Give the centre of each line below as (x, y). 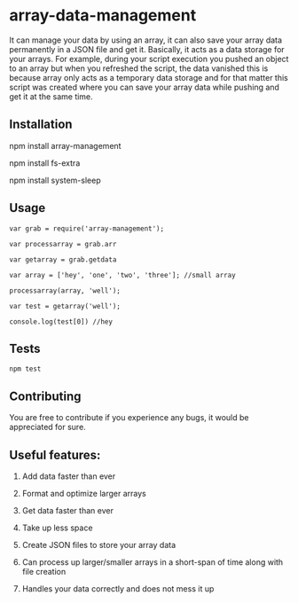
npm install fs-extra (45, 163)
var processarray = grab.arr (63, 244)
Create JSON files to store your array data (99, 545)
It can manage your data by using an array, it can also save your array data (145, 40)
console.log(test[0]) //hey (61, 321)
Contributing (45, 396)
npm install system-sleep (55, 180)
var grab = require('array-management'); (87, 228)
